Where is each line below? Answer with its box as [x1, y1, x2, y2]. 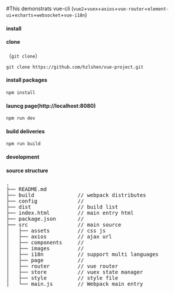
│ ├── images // [6, 245, 84, 252]
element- [147, 6, 169, 12]
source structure [6, 167, 48, 174]
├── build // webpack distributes [6, 192, 146, 199]
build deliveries [6, 127, 45, 135]
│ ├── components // [6, 239, 84, 246]
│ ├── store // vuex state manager [6, 269, 143, 276]
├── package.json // [6, 215, 84, 223]
